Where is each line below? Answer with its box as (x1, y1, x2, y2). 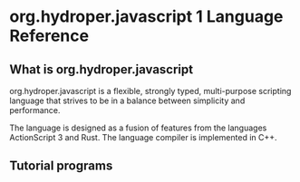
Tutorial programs (9, 158, 113, 174)
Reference (9, 25, 89, 46)
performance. (9, 105, 61, 115)
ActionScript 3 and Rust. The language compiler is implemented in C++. (9, 132, 278, 142)
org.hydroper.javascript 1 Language (9, 6, 284, 27)
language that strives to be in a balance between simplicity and (9, 95, 246, 106)
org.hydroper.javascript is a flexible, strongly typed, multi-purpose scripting (9, 86, 292, 96)
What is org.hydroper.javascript (9, 62, 193, 77)
